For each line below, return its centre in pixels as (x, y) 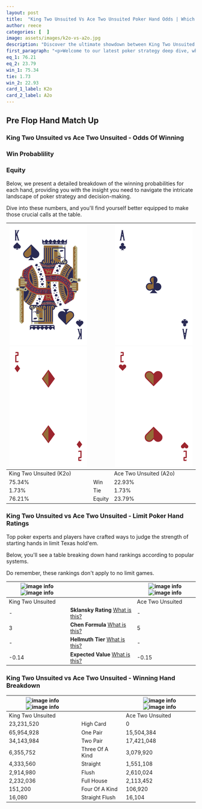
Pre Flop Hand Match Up (53, 121)
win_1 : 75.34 (23, 70)
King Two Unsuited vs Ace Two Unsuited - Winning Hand (91, 678)
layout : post (23, 13)
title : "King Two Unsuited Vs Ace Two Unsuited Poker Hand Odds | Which (101, 19)
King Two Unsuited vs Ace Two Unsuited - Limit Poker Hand (95, 516)
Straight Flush (98, 798)
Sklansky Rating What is (101, 610)
